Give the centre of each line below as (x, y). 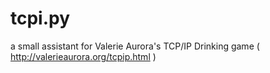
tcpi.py (40, 18)
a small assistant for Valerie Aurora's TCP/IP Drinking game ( (135, 46)
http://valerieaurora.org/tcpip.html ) (83, 56)
